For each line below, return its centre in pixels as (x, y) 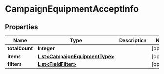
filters (15, 64)
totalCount (20, 48)
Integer (46, 48)
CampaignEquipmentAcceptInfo (72, 9)
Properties (21, 27)
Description (133, 40)
